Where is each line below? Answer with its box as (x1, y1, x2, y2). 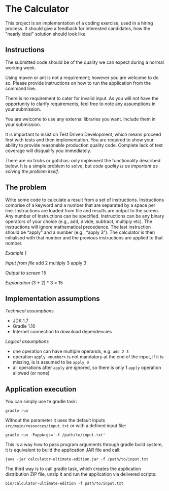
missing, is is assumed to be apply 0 (12, 359, 89, 365)
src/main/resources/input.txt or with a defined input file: (5, 423, 126, 429)
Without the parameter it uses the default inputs (5, 417, 106, 424)
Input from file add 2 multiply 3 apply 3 (5, 260, 87, 266)
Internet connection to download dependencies (12, 329, 112, 335)
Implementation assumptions (5, 294, 100, 303)
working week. (5, 64, 37, 70)
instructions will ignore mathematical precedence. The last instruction (5, 224, 151, 230)
